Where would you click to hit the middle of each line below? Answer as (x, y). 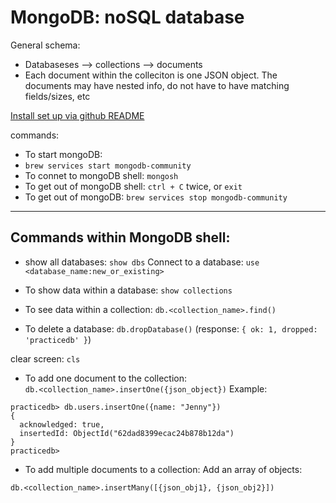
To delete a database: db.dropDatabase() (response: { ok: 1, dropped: (171, 328)
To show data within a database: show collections (128, 290)
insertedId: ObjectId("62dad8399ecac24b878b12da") (127, 433)
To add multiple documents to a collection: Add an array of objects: (163, 469)
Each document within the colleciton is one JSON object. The (151, 75)
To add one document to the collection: (105, 378)
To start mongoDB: (63, 154)
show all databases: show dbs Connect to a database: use (142, 262)
